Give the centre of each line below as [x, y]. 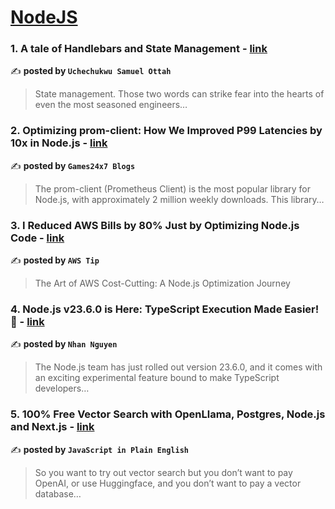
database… [58, 493]
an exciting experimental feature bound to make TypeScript [157, 378]
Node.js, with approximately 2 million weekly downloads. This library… [179, 199]
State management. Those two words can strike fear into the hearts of [179, 94]
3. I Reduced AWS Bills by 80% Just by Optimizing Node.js [155, 225]
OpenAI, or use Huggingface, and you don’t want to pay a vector [168, 483]
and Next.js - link [52, 427]
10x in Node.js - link [59, 143]
